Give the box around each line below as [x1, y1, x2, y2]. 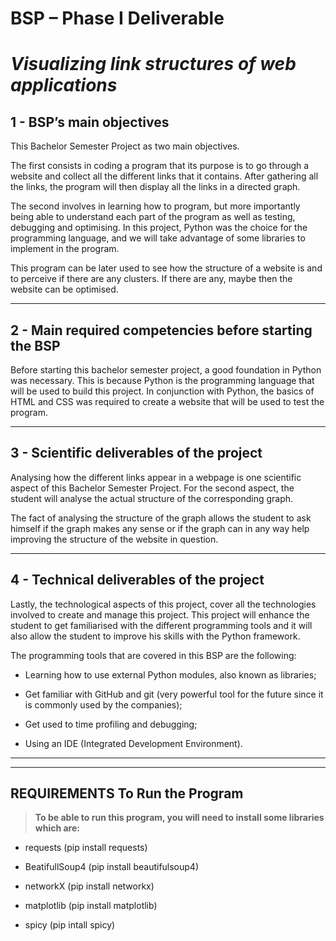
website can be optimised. [10, 283, 119, 296]
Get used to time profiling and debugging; [24, 718, 198, 730]
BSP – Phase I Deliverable [10, 7, 225, 30]
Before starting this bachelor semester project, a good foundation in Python [10, 364, 322, 376]
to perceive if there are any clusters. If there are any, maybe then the [10, 273, 293, 285]
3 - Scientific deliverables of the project [10, 445, 263, 462]
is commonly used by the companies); [24, 698, 183, 711]
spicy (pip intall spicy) [24, 919, 116, 931]
